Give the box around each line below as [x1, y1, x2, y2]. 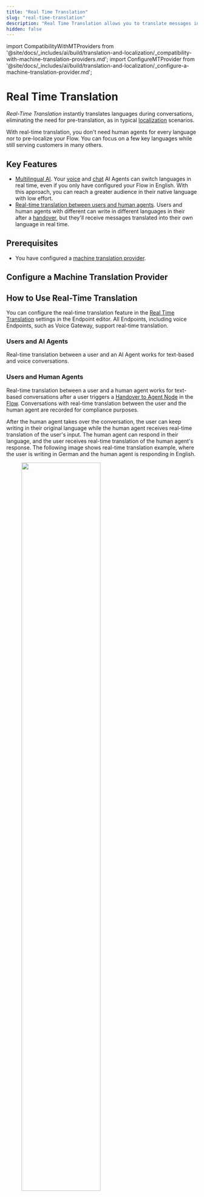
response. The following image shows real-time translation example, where [6, 443, 194, 451]
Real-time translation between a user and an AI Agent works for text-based [6, 351, 194, 359]
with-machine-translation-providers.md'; [6, 55, 109, 63]
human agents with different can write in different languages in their [15, 208, 185, 215]
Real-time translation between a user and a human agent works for [6, 387, 174, 394]
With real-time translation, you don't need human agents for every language [6, 129, 196, 136]
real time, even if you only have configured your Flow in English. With [15, 182, 188, 189]
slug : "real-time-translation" [6, 15, 86, 21]
